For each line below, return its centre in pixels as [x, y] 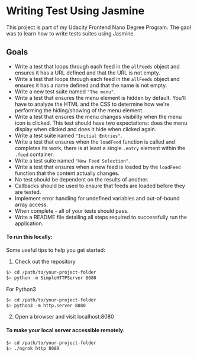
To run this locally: [30, 237]
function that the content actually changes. [67, 173]
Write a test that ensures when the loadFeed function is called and [95, 142]
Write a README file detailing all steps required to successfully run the [101, 217]
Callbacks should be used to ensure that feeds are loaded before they [100, 186]
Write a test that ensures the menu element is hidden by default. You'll [100, 98]
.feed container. [34, 154]
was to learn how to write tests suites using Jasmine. [71, 33]
